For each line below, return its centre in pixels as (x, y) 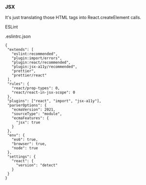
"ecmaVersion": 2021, (33, 110)
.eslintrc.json (18, 36)
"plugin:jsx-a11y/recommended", (44, 67)
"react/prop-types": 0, (36, 88)
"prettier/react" (29, 75)
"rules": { (18, 84)
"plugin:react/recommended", (41, 63)
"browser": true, (29, 144)
